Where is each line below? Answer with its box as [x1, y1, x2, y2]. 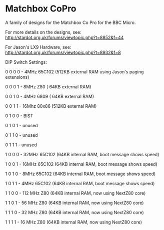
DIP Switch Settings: [5, 59, 47, 65]
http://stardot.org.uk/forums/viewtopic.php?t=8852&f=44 [5, 34, 124, 40]
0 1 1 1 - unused [5, 142, 37, 148]
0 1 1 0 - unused [5, 132, 38, 138]
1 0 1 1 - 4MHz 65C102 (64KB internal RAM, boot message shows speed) [5, 180, 155, 186]
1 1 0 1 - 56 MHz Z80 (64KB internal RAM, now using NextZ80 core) [5, 200, 144, 206]
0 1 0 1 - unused [5, 122, 38, 128]
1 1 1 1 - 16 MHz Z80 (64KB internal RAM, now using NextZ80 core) [5, 219, 142, 225]
